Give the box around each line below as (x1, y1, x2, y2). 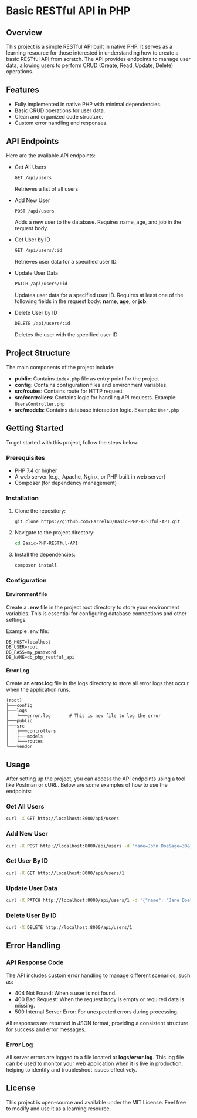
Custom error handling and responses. (14, 119, 108, 126)
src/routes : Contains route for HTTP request (14, 388, 123, 395)
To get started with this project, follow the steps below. (6, 439, 139, 446)
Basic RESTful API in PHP (6, 4, 131, 18)
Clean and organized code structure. (14, 113, 104, 120)
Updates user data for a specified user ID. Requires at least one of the (14, 292, 184, 299)
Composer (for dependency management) (14, 479, 117, 486)
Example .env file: (6, 628, 49, 635)
